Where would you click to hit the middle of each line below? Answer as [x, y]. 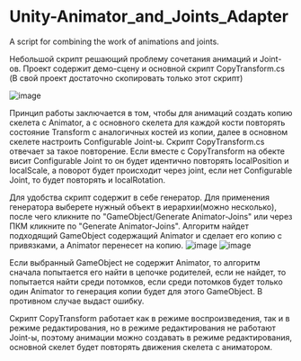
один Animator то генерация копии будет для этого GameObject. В [136, 291]
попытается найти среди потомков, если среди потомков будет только [146, 282]
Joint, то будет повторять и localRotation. [88, 180]
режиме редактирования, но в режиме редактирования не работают [143, 328]
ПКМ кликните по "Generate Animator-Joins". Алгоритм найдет [129, 226]
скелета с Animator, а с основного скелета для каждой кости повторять [147, 122]
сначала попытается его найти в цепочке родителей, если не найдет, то [148, 272]
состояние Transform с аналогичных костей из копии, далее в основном [149, 131]
